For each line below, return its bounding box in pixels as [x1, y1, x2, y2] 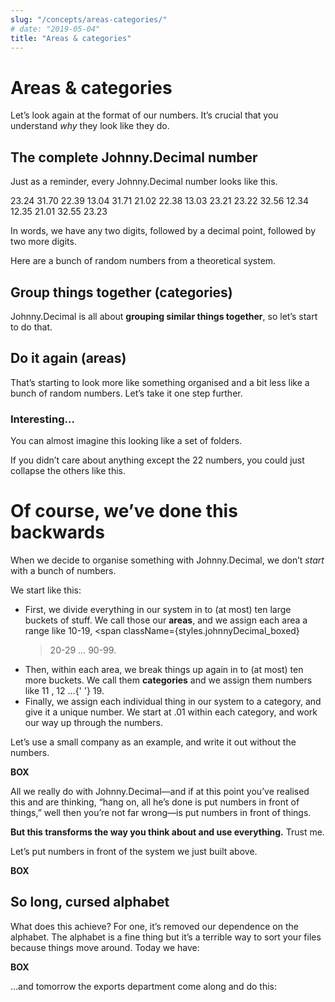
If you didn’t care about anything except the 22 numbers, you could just [10, 454, 305, 466]
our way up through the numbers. [24, 716, 163, 728]
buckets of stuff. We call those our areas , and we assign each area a [24, 614, 308, 626]
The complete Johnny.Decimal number [10, 149, 258, 166]
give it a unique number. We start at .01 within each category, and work [24, 706, 318, 718]
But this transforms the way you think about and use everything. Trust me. [10, 826, 325, 838]
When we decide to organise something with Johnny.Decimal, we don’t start [10, 554, 325, 566]
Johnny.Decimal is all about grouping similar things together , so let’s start [10, 310, 318, 322]
